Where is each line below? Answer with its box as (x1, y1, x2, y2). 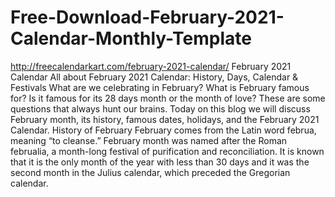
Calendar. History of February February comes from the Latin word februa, (10, 124, 317, 136)
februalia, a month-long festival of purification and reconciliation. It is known (10, 145, 325, 157)
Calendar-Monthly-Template (10, 27, 252, 50)
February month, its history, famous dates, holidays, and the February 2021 (10, 113, 320, 125)
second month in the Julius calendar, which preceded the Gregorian (10, 166, 291, 178)
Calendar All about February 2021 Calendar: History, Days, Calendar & (10, 71, 299, 83)
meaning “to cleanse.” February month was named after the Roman (10, 134, 288, 146)
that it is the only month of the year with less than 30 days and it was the (10, 156, 310, 168)
